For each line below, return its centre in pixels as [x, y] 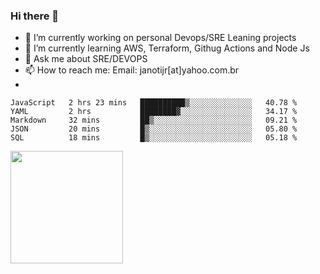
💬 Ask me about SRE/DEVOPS [86, 59]
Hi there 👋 [35, 16]
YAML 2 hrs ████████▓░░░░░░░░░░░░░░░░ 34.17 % [154, 112]
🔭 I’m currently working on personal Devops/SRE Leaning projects [160, 38]
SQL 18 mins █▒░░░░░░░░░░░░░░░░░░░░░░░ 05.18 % [154, 138]
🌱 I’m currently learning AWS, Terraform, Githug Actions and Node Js [167, 48]
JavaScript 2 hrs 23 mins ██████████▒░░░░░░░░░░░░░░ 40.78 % [154, 103]
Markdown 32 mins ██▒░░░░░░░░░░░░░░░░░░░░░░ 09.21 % [154, 120]
